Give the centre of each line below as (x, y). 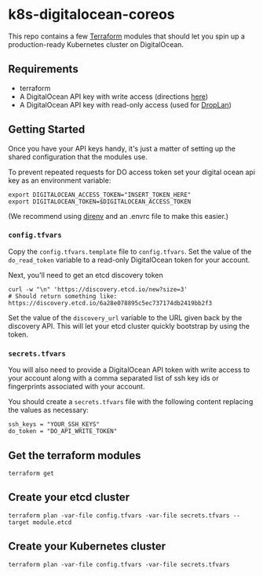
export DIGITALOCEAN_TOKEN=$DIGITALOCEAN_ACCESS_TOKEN (100, 202)
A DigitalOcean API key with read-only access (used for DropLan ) (125, 104)
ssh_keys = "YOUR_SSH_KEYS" (54, 425)
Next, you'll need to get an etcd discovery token (86, 275)
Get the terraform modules (75, 456)
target (19, 522)
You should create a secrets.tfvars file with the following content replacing (131, 402)
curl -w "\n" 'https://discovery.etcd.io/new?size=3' (98, 289)
